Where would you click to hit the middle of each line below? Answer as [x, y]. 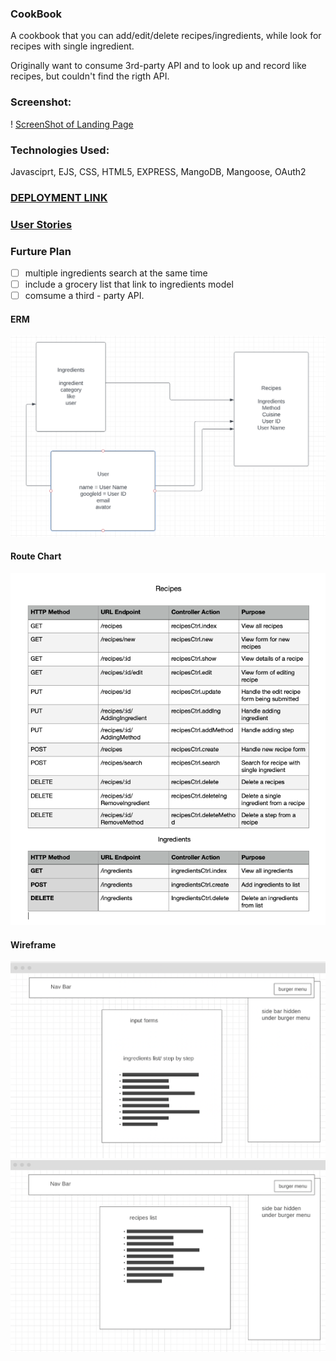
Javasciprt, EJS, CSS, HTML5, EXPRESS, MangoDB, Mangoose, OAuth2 [158, 171]
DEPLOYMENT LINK [59, 197]
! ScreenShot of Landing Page [72, 124]
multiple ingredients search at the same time [116, 273]
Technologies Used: [60, 150]
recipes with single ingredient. [72, 46]
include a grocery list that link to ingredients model [129, 284]
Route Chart [36, 556]
